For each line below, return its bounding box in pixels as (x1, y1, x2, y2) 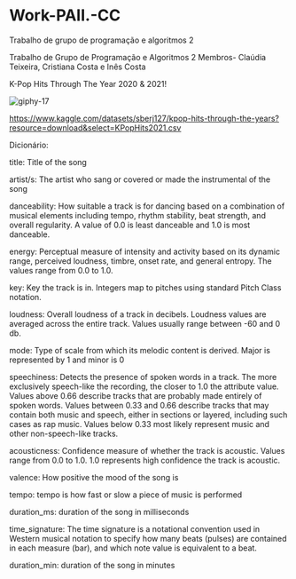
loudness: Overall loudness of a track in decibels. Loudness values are (9, 308, 267, 320)
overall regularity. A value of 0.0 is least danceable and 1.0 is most (9, 219, 251, 230)
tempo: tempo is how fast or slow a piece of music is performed (9, 489, 243, 500)
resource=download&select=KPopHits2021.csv (9, 122, 182, 133)
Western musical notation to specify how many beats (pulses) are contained (9, 533, 287, 543)
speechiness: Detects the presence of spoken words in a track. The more (9, 371, 277, 382)
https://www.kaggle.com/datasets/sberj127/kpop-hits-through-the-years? (9, 113, 279, 123)
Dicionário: (9, 139, 49, 150)
